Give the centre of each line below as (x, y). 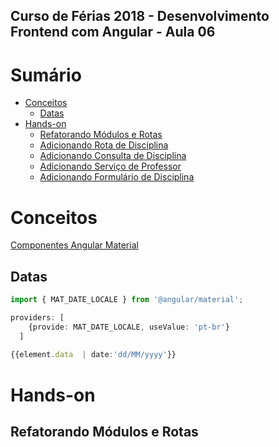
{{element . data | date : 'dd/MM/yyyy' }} (93, 355)
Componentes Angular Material (74, 245)
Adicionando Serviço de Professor (110, 166)
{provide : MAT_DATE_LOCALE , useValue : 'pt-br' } (129, 327)
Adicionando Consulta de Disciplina (113, 156)
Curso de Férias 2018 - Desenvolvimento (140, 16)
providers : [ (37, 317)
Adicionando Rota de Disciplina (104, 145)
